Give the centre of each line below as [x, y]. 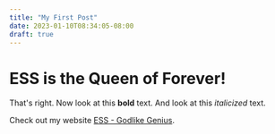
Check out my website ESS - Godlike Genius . [92, 121]
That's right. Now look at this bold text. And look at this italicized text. [137, 103]
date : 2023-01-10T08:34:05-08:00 [72, 26]
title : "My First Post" [54, 17]
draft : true [31, 34]
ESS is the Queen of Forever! [118, 78]
